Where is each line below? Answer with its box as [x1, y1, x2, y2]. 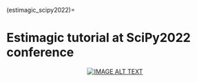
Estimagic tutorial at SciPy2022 [6, 30, 191, 45]
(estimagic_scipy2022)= [6, 6, 75, 14]
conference [6, 45, 74, 61]
